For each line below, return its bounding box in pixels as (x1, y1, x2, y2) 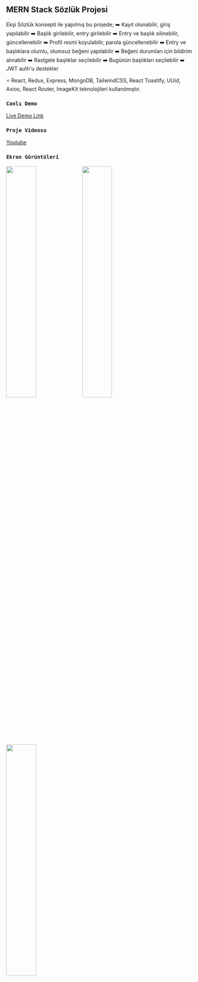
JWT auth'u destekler (6, 65, 59, 72)
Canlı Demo (6, 100, 37, 107)
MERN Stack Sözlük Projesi (6, 5, 108, 15)
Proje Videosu (6, 127, 47, 134)
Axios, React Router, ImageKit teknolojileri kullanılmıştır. (6, 85, 141, 93)
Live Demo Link (6, 112, 44, 119)
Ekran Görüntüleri (6, 154, 59, 161)
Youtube (6, 139, 27, 146)
